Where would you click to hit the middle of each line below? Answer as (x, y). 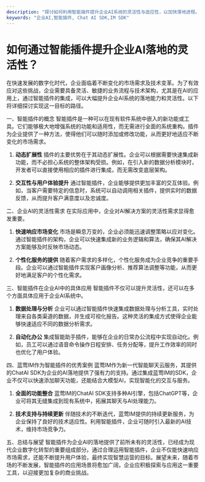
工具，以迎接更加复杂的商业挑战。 (49, 473)
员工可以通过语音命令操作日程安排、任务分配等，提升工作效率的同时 (111, 345)
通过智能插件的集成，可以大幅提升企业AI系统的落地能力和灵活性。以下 (110, 98)
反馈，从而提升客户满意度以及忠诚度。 (63, 198)
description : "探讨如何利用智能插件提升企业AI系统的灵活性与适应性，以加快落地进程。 (103, 12)
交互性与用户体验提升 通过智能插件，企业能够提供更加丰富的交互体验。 (104, 183)
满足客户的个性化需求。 (56, 275)
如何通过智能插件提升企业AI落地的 (92, 50)
